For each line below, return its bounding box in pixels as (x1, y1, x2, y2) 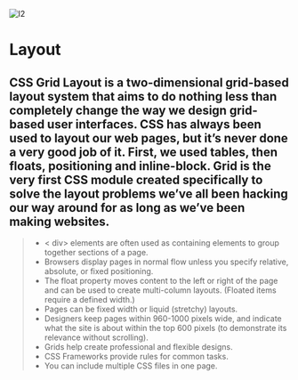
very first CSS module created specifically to (9, 172, 263, 187)
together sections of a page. (44, 247, 149, 257)
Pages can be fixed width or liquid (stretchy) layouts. (44, 303, 238, 314)
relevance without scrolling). (44, 332, 149, 343)
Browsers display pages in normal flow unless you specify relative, (44, 256, 289, 267)
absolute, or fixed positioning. (44, 266, 154, 276)
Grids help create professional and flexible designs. (44, 342, 233, 352)
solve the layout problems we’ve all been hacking (9, 186, 289, 201)
